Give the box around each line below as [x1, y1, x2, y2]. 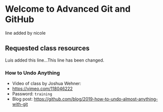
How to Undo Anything [5, 69, 60, 76]
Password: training [12, 91, 52, 97]
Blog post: [12, 96, 33, 102]
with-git [12, 101, 28, 107]
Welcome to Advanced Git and [5, 3, 131, 15]
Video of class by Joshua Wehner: [12, 81, 81, 87]
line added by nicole [5, 30, 46, 36]
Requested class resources [5, 44, 90, 52]
